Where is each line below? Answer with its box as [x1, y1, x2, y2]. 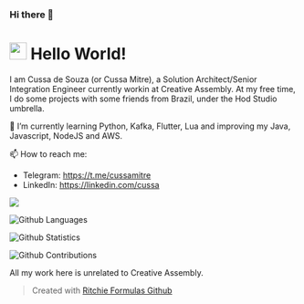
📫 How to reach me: [9, 148, 88, 159]
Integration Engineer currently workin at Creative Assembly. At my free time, [9, 83, 297, 94]
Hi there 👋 [9, 8, 55, 21]
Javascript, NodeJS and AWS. [9, 130, 123, 141]
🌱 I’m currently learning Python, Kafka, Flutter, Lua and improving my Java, [9, 121, 291, 131]
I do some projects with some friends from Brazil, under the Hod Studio [9, 93, 278, 104]
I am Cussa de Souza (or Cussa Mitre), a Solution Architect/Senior [9, 73, 257, 85]
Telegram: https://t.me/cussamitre [22, 169, 152, 181]
